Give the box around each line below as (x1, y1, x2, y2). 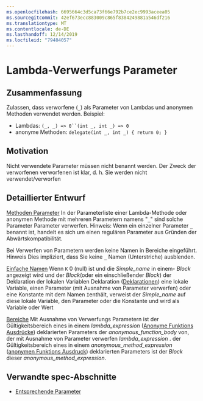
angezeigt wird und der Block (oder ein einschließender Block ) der (6, 271, 172, 279)
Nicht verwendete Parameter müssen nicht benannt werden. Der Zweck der (6, 162, 196, 169)
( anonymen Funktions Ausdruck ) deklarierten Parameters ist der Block (6, 347, 183, 355)
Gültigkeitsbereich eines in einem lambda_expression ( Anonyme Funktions (6, 322, 194, 329)
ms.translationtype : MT (6, 20, 67, 26)
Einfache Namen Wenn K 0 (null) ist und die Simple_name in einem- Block (6, 265, 191, 272)
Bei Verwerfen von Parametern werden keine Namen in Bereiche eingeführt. (6, 246, 197, 254)
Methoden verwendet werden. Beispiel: (6, 110, 105, 117)
